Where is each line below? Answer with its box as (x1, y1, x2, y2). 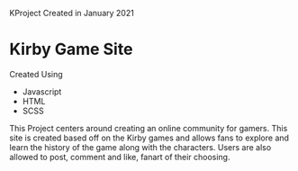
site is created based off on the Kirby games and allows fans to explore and (9, 132, 290, 143)
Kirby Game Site (9, 40, 133, 59)
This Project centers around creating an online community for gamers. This (9, 122, 288, 133)
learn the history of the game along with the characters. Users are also (9, 141, 272, 152)
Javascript (22, 85, 62, 97)
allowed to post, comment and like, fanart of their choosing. (9, 151, 230, 162)
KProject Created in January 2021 (9, 8, 135, 18)
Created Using (9, 68, 63, 79)
